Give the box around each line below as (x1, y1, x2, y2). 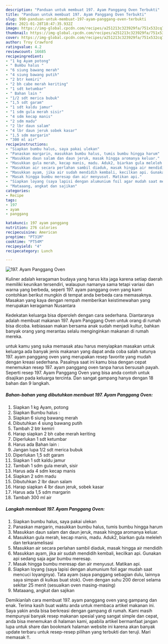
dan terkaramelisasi (12, 540, 54, 546)
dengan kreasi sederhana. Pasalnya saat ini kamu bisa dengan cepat (5, 359, 147, 365)
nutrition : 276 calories (5, 225, 57, 230)
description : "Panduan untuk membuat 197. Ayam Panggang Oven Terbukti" (5, 7, 160, 12)
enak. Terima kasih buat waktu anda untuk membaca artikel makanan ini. (5, 603, 155, 609)
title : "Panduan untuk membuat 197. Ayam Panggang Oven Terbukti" (5, 12, 147, 17)
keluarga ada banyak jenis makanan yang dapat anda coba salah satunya (5, 348, 156, 354)
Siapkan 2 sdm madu (12, 473, 56, 479)
